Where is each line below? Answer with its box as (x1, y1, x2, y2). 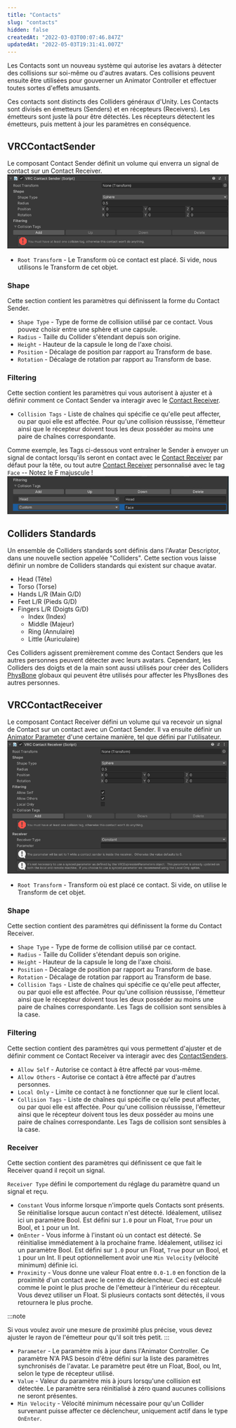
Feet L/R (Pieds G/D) (17, 598, 77, 606)
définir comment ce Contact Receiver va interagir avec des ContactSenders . (7, 1051, 228, 1060)
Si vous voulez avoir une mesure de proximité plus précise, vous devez (7, 1325, 213, 1334)
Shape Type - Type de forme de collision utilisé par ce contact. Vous (17, 318, 213, 326)
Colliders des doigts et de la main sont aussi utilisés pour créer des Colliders (7, 663, 229, 672)
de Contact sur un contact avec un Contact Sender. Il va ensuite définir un (7, 725, 222, 734)
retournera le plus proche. (17, 1298, 93, 1307)
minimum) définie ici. (17, 1260, 79, 1269)
